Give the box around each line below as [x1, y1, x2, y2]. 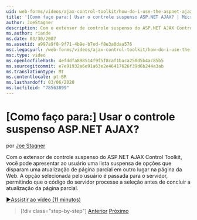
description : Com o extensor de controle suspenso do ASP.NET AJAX [6, 25, 175, 31]
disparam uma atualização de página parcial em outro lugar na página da [6, 165, 182, 173]
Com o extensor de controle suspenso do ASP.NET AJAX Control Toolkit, [6, 153, 182, 160]
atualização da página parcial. [6, 184, 79, 191]
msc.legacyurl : [6, 47, 43, 53]
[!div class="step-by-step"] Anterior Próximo [20, 207, 129, 214]
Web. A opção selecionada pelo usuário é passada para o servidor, [6, 172, 168, 179]
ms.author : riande [6, 31, 51, 36]
